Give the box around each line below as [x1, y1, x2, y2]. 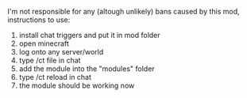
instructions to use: [7, 15, 71, 24]
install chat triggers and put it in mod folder [18, 31, 160, 40]
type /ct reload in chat [18, 73, 92, 81]
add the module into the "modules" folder [18, 64, 156, 73]
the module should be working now [18, 81, 135, 90]
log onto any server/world [18, 47, 104, 56]
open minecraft [18, 39, 69, 48]
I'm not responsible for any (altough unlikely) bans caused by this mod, [7, 7, 240, 16]
